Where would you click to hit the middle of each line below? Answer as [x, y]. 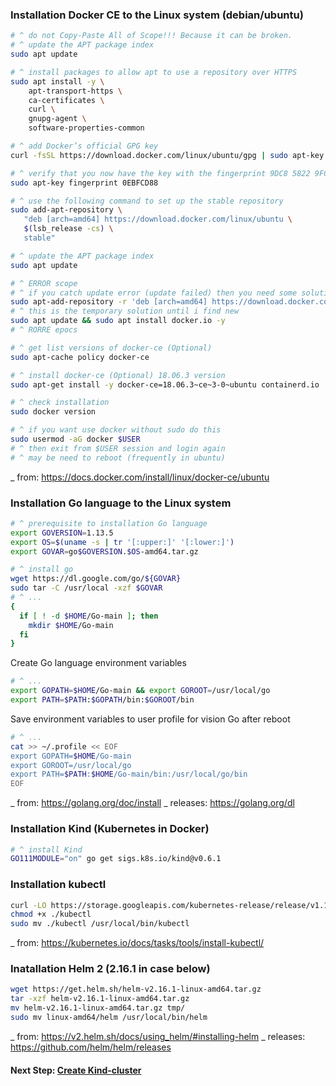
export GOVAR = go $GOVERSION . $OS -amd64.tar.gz [104, 551]
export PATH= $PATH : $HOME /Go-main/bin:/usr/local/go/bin [129, 774]
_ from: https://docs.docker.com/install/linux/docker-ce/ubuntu [140, 477]
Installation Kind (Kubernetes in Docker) [110, 829]
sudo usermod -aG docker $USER [75, 439]
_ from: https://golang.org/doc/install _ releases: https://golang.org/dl [152, 803]
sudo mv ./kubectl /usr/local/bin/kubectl [100, 924]
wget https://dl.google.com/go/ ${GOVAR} [96, 579]
